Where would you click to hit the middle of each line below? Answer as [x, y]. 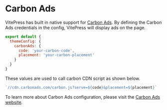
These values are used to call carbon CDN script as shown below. [73, 78]
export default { [23, 37]
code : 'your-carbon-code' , [46, 51]
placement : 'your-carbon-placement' [56, 55]
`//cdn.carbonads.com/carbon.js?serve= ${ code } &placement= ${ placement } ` [81, 87]
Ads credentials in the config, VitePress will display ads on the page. [76, 27]
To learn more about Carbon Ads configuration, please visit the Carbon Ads [83, 97]
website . [14, 102]
